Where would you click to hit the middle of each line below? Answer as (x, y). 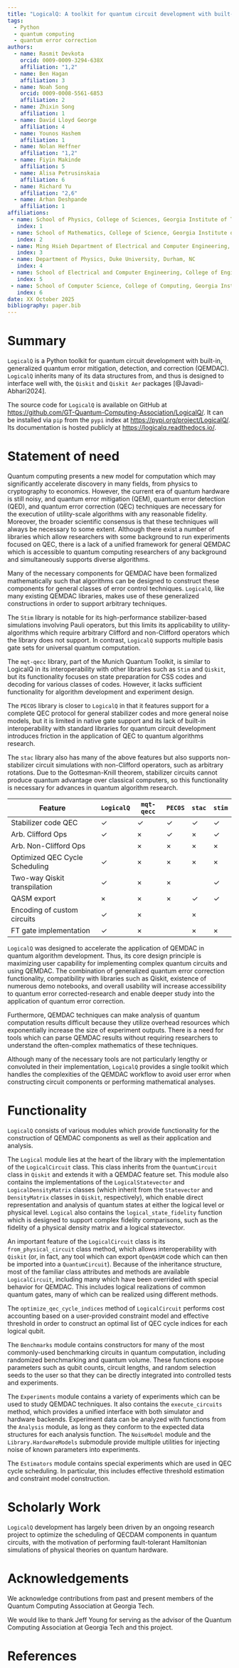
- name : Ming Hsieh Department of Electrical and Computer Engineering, (121, 246)
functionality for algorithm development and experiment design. (101, 692)
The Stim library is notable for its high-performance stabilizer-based (107, 617)
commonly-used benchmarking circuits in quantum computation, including (117, 1352)
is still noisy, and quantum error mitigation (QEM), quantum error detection (116, 499)
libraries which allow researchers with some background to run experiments (119, 537)
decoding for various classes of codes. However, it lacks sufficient (105, 684)
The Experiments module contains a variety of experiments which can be (114, 1396)
